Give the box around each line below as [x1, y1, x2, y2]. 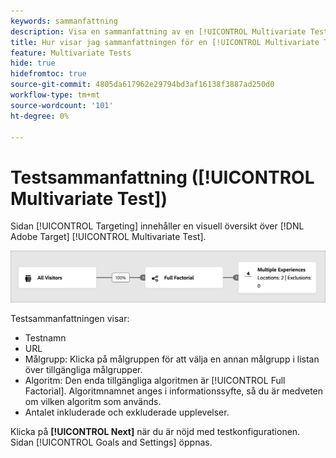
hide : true [10, 58, 56, 69]
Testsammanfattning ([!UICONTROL [10, 166, 315, 189]
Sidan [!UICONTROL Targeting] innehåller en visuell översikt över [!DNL [10, 220, 305, 232]
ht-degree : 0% [10, 111, 70, 121]
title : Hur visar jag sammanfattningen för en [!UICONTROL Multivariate [10, 37, 320, 47]
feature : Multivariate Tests [10, 48, 132, 58]
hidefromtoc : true [10, 69, 87, 79]
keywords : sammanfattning [10, 16, 118, 26]
